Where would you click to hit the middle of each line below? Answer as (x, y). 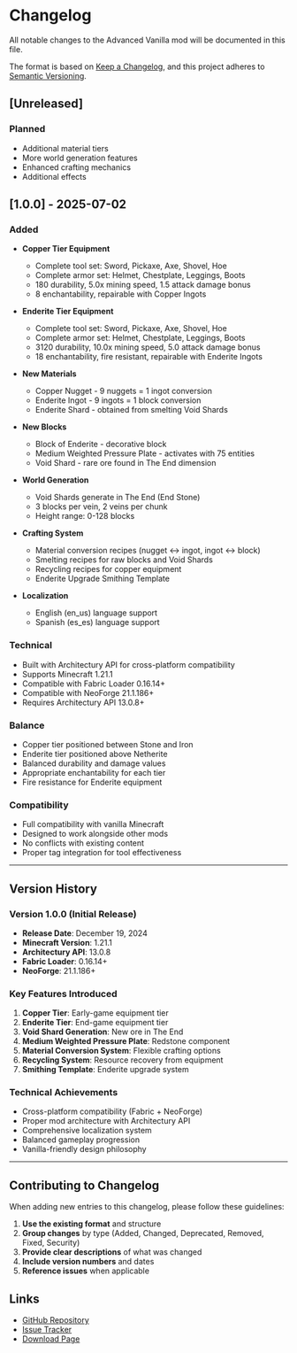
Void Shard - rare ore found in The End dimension (126, 463)
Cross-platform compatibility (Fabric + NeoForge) (112, 1111)
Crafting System (53, 533)
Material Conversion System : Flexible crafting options (121, 1051)
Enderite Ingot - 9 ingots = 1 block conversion (118, 400)
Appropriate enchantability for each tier (94, 772)
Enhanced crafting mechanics (76, 167)
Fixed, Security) (51, 1243)
